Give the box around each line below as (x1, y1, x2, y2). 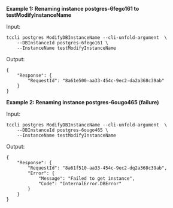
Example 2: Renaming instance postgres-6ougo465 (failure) (6, 99, 159, 105)
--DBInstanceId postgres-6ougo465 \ (17, 127, 109, 133)
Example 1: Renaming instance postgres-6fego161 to (6, 5, 139, 12)
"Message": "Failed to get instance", (38, 176, 135, 182)
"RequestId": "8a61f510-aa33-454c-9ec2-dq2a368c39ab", (28, 165, 168, 171)
